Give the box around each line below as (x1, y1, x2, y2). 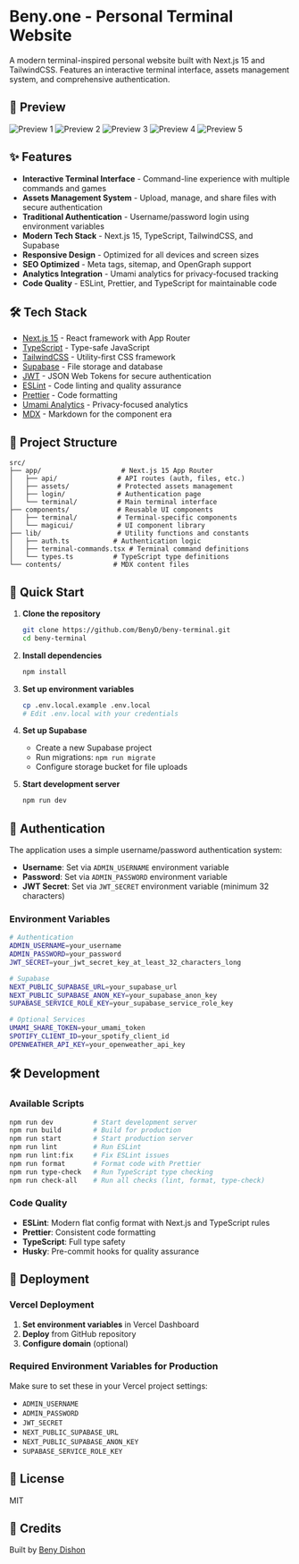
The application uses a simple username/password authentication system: (9, 845, 283, 856)
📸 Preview (9, 100, 66, 115)
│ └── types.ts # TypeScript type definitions (9, 553, 229, 562)
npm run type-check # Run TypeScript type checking (9, 1167, 214, 1177)
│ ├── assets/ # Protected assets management (9, 482, 234, 491)
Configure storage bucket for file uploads (35, 762, 188, 773)
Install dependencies (21, 650, 103, 661)
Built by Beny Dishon (9, 1544, 87, 1555)
